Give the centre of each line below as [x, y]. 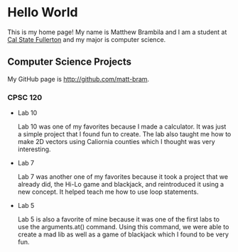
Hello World [43, 12]
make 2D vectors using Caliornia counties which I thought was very [116, 142]
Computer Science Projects [70, 62]
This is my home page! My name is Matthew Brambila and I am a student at [117, 32]
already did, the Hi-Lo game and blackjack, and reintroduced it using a [121, 185]
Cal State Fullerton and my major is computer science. [87, 39]
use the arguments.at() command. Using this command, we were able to [123, 227]
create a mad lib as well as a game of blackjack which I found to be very [123, 234]
